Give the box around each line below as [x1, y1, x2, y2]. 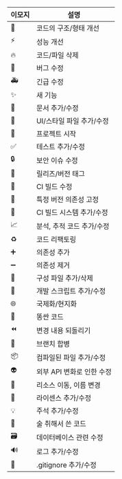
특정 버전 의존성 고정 [36, 195, 99, 204]
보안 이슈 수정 [36, 155, 79, 165]
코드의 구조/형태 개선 [36, 23, 100, 33]
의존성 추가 [36, 247, 71, 257]
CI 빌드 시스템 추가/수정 [36, 208, 108, 217]
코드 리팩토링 [36, 235, 77, 244]
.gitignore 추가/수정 [36, 460, 97, 469]
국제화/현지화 [36, 299, 77, 309]
